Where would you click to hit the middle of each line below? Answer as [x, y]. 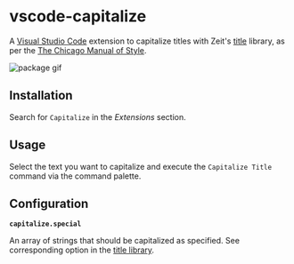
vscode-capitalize [78, 16]
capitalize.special [45, 224]
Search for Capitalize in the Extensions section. [98, 116]
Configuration [49, 203]
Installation [41, 96]
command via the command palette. [75, 176]
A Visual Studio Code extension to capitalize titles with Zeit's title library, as [147, 41]
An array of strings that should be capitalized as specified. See [125, 241]
